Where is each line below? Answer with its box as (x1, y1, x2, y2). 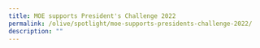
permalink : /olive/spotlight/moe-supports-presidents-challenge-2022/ (8, 20, 253, 28)
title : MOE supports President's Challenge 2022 (8, 11, 176, 20)
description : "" (8, 27, 63, 35)
